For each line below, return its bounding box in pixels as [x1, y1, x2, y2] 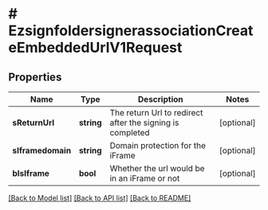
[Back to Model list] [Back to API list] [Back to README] [8, 193, 191, 203]
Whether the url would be [109, 163, 205, 173]
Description [138, 94, 183, 104]
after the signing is [109, 117, 179, 128]
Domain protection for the [109, 140, 206, 151]
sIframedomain [12, 145, 72, 156]
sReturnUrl [12, 117, 55, 128]
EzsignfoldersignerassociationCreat [8, 21, 254, 40]
